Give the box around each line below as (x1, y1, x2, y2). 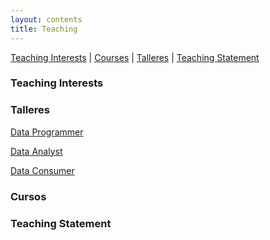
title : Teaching (10, 24, 78, 34)
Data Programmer (10, 126, 84, 138)
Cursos (10, 189, 47, 203)
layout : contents (10, 14, 83, 25)
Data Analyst (10, 145, 63, 157)
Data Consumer (10, 164, 75, 176)
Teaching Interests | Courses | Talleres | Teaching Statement (10, 51, 260, 63)
